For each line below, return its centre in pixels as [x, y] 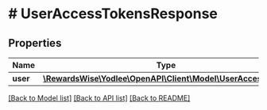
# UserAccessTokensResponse [113, 14]
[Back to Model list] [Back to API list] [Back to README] [99, 98]
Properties [35, 43]
